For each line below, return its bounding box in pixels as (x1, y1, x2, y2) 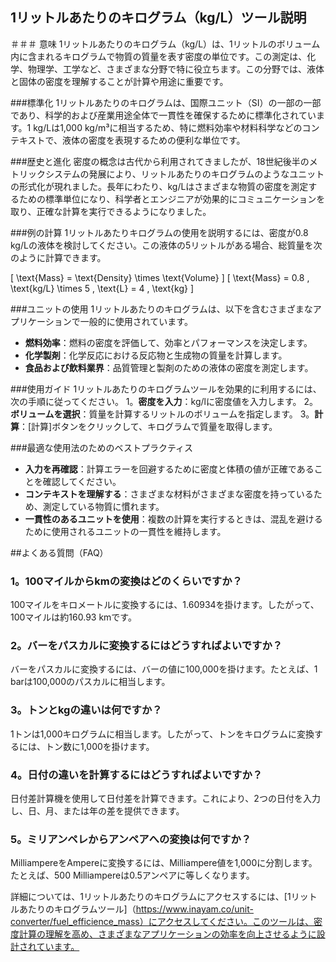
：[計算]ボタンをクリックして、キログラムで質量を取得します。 (19, 420, 278, 432)
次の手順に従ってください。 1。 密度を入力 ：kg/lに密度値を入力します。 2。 (10, 395, 318, 407)
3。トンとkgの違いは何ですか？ (10, 703, 163, 717)
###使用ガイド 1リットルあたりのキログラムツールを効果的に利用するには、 (10, 383, 322, 395)
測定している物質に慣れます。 (42, 500, 165, 512)
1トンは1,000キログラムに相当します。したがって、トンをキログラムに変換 (10, 728, 315, 740)
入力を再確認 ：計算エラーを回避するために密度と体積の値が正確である (24, 463, 315, 475)
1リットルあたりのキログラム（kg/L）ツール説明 (10, 9, 307, 27)
